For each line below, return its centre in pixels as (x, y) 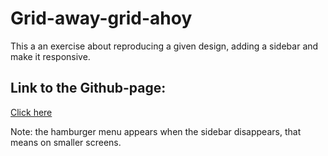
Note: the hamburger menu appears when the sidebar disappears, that (156, 131)
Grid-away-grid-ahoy (101, 18)
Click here (31, 112)
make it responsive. (50, 56)
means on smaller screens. (66, 142)
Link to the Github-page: (88, 88)
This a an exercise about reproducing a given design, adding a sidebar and (164, 46)
